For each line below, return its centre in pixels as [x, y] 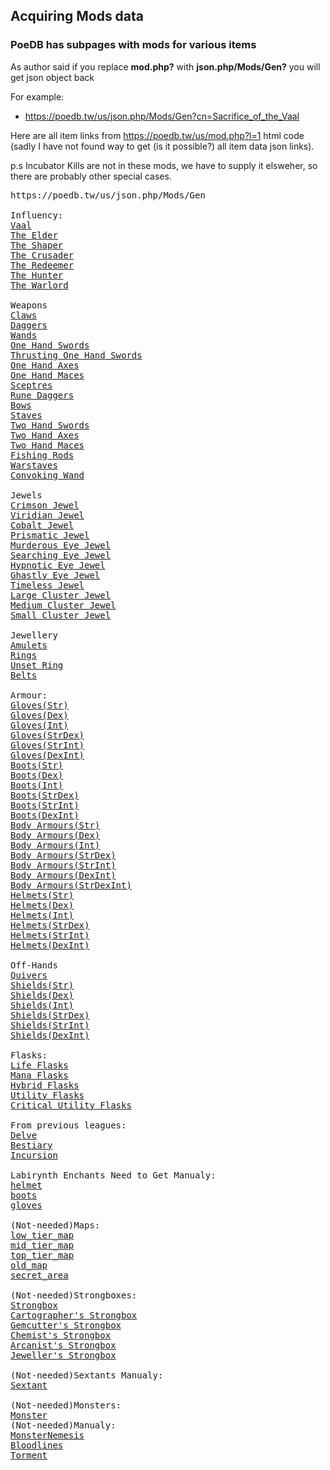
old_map [29, 1265]
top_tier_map [42, 1255]
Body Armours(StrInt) [63, 865]
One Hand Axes [45, 365]
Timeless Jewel [47, 585]
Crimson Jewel [45, 505]
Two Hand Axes [45, 435]
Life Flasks [39, 1065]
